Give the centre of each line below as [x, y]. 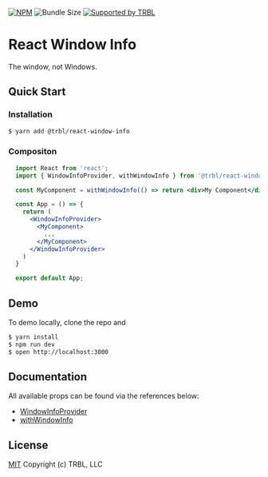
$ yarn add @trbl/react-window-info [69, 131]
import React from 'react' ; [62, 168]
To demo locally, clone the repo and [67, 322]
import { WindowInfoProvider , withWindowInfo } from [105, 176]
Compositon [33, 152]
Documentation [48, 377]
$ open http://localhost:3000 [59, 352]
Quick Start [37, 92]
